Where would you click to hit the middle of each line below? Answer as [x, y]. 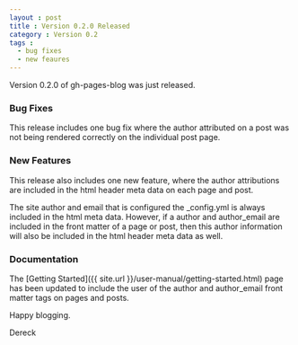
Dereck [23, 332]
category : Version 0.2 [54, 34]
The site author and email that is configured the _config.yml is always [137, 207]
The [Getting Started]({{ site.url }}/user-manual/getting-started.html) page [147, 279]
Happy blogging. [40, 314]
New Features [40, 161]
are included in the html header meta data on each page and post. [131, 190]
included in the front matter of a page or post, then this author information [146, 226]
